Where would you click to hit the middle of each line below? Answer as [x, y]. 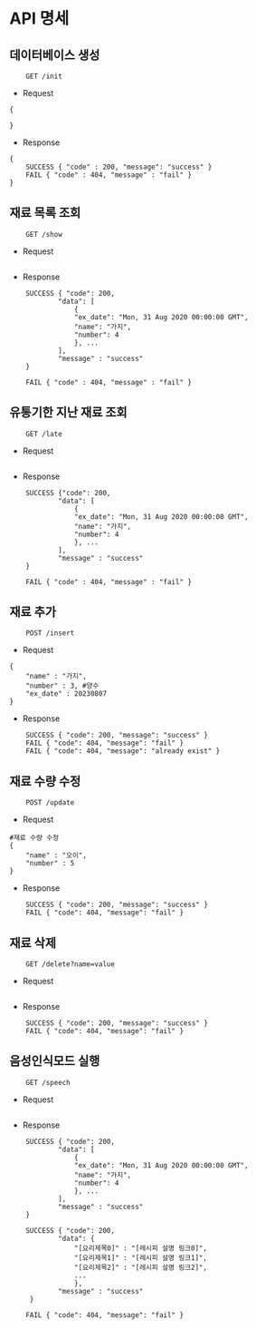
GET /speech [48, 1082]
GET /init [44, 76]
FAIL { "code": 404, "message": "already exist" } [123, 751]
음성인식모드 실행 [55, 1061]
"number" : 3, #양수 [62, 686]
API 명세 [39, 19]
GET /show [44, 234]
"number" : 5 [50, 864]
